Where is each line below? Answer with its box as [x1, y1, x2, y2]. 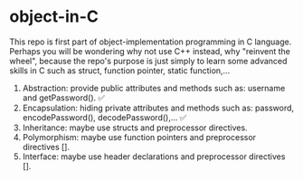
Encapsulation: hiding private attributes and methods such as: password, [22, 102, 295, 113]
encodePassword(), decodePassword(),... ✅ [22, 111, 187, 123]
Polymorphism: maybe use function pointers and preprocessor [22, 131, 256, 142]
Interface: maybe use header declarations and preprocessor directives [22, 151, 286, 162]
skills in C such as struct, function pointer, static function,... [9, 65, 231, 76]
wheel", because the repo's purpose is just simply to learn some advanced [9, 55, 288, 66]
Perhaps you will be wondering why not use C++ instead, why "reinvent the [9, 45, 291, 56]
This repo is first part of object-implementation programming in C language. [9, 36, 292, 47]
